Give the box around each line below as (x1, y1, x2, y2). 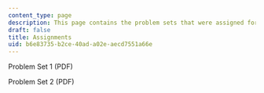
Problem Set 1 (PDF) (8, 62, 73, 71)
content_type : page (8, 11, 72, 20)
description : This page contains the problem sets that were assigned (8, 19, 244, 27)
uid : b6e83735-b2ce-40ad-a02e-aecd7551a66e (8, 41, 153, 48)
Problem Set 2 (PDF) (8, 77, 75, 87)
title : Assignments (8, 33, 72, 41)
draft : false (8, 26, 51, 34)
